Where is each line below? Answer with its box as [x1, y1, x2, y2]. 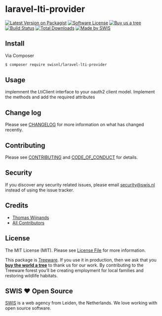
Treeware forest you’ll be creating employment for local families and [5, 267, 144, 273]
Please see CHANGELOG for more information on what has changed [5, 122, 144, 128]
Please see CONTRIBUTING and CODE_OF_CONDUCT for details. [5, 154, 138, 160]
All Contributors [12, 220, 44, 226]
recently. [5, 127, 23, 133]
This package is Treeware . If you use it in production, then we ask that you [5, 257, 157, 263]
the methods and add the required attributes [5, 94, 95, 100]
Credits [5, 201, 29, 210]
